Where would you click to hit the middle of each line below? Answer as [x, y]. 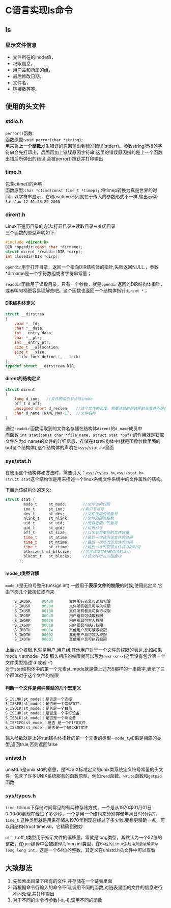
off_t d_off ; [28, 404]
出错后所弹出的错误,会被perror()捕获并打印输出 [54, 158]
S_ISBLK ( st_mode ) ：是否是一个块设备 [41, 718]
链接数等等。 [26, 89]
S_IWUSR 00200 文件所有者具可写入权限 [63, 606]
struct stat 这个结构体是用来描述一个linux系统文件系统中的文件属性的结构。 [85, 479]
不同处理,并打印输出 [33, 894]
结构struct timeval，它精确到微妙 [48, 826]
